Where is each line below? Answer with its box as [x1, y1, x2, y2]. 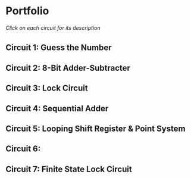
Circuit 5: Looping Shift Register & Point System [5, 123, 186, 133]
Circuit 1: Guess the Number [5, 43, 112, 53]
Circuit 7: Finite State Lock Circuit [5, 164, 132, 174]
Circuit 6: [5, 144, 41, 154]
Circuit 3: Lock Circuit [5, 83, 88, 93]
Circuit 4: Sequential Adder [5, 103, 109, 114]
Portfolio [5, 4, 49, 18]
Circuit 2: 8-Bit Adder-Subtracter [5, 63, 130, 73]
